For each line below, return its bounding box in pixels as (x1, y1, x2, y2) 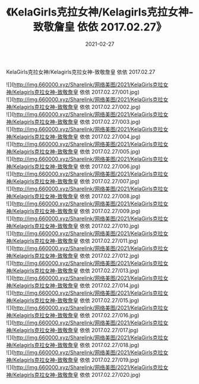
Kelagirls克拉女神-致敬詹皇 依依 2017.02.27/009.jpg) (13, 207, 141, 214)
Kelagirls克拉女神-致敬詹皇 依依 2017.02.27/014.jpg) (13, 282, 140, 289)
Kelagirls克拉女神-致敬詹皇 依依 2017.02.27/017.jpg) (13, 326, 139, 333)
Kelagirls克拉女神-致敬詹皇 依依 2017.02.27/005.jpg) (13, 148, 141, 155)
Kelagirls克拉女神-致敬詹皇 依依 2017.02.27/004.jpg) (13, 133, 141, 140)
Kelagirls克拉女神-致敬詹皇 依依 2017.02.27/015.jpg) (13, 296, 140, 304)
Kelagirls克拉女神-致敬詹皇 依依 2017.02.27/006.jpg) (13, 163, 141, 170)
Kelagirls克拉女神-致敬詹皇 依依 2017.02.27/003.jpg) (13, 118, 141, 125)
